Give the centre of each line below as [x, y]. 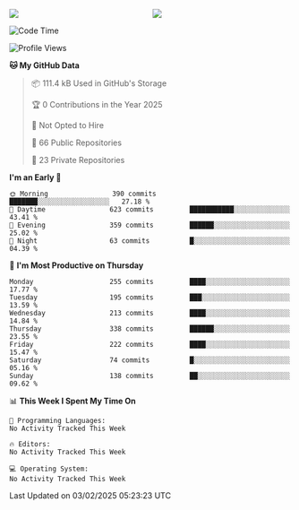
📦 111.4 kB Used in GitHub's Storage [99, 83]
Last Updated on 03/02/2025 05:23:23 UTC [90, 496]
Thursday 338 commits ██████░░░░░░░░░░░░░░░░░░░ [150, 329]
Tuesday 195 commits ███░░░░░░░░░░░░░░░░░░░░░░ [150, 298]
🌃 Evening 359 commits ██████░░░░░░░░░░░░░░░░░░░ [150, 225]
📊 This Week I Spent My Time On [73, 401]
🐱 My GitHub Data [45, 65]
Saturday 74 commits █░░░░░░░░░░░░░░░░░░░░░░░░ [150, 360]
